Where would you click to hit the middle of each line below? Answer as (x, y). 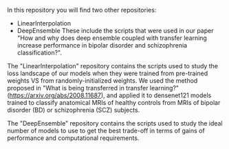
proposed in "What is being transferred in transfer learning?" (93, 88)
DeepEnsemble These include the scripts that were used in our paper (115, 31)
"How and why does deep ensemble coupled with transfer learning (112, 38)
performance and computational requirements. (73, 138)
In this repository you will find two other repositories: (82, 10)
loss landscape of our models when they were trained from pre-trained (108, 73)
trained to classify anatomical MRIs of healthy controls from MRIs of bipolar (114, 102)
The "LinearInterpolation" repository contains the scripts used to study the (113, 66)
